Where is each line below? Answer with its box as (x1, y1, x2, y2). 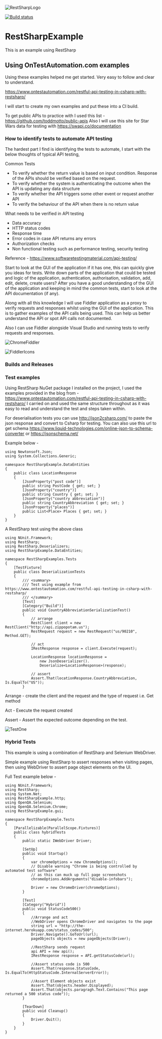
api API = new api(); (30, 949, 75, 954)
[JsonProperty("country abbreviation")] (22, 496, 105, 501)
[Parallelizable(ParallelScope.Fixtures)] (14, 826, 101, 830)
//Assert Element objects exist (30, 979, 96, 984)
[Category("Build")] (22, 603, 64, 609)
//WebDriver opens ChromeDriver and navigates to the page (30, 919, 152, 924)
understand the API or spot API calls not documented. (5, 316, 112, 321)
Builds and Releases (5, 361, 54, 368)
